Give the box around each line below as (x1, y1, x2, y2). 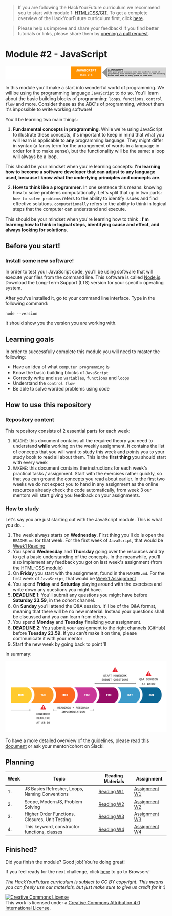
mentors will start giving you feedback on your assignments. (12, 492, 141, 498)
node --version (5, 311, 38, 316)
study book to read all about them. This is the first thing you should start (12, 454, 166, 460)
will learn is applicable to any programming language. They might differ (12, 137, 164, 143)
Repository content (5, 416, 55, 423)
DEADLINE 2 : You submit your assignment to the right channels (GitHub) (12, 625, 166, 631)
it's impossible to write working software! (5, 106, 92, 112)
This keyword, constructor (24, 824, 80, 830)
